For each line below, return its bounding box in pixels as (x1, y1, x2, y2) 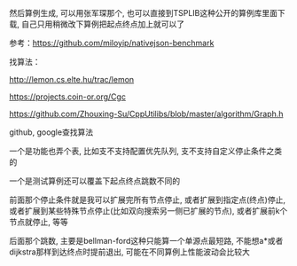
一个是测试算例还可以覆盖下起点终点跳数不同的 (9, 176, 180, 186)
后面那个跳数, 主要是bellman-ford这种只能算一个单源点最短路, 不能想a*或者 (9, 236, 284, 246)
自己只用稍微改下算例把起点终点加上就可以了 (20, 19, 184, 29)
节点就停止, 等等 (9, 216, 68, 227)
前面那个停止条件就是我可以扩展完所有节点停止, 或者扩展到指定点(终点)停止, (9, 194, 286, 205)
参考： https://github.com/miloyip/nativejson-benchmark (9, 38, 215, 48)
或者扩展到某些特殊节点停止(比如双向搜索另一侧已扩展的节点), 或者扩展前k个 (9, 206, 288, 215)
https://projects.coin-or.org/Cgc (9, 91, 127, 102)
